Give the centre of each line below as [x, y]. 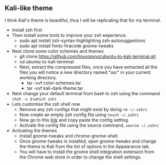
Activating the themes [34, 130]
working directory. [38, 77]
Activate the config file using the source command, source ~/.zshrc [89, 125]
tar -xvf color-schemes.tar [54, 83]
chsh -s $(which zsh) [34, 99]
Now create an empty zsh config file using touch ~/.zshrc [79, 115]
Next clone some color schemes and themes [58, 51]
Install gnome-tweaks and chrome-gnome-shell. [69, 136]
